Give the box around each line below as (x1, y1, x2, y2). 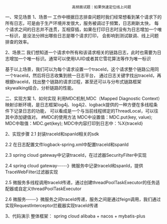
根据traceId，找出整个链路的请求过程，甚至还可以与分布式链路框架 (5, 79, 142, 85)
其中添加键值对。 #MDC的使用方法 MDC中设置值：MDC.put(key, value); (5, 114, 153, 120)
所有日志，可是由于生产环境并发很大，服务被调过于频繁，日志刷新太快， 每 (5, 20, 159, 26)
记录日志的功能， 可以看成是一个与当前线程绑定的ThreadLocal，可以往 (13, 108, 159, 113)
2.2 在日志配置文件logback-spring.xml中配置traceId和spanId (5, 141, 129, 147)
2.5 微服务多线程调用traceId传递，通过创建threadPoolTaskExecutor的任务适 (5, 180, 160, 185)
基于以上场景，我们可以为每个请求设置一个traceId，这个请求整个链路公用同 (5, 66, 159, 72)
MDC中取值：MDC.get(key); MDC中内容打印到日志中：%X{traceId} (5, 120, 143, 126)
